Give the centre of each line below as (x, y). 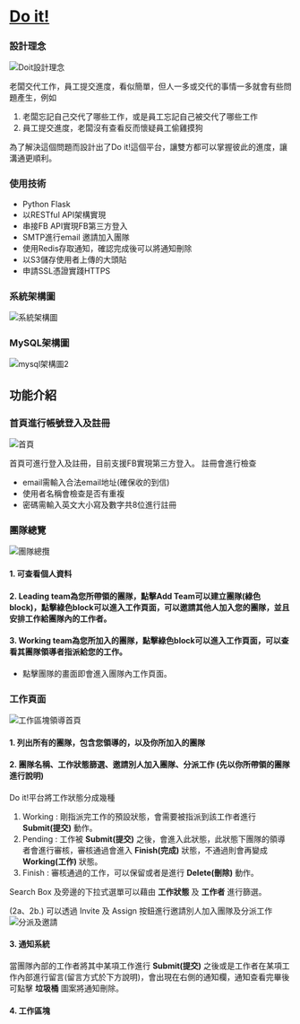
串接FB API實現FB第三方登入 (75, 225)
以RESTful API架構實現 (64, 214)
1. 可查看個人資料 (41, 573)
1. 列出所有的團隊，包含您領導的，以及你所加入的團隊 (107, 742)
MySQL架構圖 (39, 343)
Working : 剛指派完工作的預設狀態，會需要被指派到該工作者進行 (139, 816)
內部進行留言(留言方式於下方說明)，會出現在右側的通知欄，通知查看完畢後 (153, 977)
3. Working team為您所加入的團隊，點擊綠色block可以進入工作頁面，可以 (146, 641)
